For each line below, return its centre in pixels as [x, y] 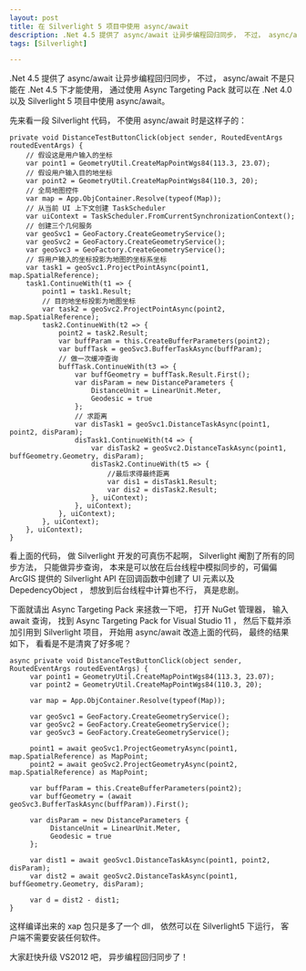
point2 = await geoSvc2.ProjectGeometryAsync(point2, [134, 765]
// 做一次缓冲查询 [88, 359]
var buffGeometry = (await [81, 797]
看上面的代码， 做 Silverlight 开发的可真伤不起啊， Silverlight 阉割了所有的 [148, 556]
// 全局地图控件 [52, 191]
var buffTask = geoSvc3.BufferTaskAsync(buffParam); [160, 349]
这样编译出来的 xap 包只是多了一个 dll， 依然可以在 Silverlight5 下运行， [144, 926]
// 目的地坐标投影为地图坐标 [89, 302]
